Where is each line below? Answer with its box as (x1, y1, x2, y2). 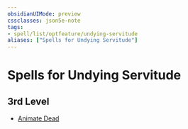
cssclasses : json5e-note (7, 17, 81, 24)
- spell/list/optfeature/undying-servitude (7, 30, 138, 38)
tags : (7, 23, 23, 30)
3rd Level (7, 95, 50, 107)
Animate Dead (17, 114, 60, 123)
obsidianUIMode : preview (7, 10, 81, 18)
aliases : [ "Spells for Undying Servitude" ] (7, 37, 138, 44)
